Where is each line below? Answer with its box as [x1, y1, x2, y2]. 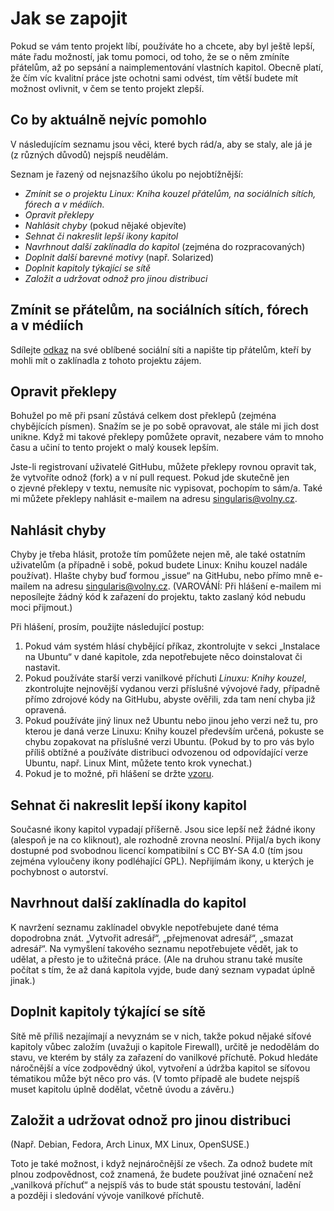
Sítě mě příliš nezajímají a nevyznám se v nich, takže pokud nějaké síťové [10, 1030, 312, 1042]
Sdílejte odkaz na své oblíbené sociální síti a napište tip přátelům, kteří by [10, 343, 312, 356]
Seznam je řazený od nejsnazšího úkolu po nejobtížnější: [10, 168, 244, 180]
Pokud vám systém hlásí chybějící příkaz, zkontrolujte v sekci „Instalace [24, 640, 321, 652]
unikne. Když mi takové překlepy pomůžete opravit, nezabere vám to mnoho [10, 431, 324, 443]
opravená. [24, 704, 67, 716]
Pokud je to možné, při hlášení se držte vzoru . [24, 768, 215, 780]
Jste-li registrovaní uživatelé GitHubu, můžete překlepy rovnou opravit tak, [10, 461, 317, 473]
